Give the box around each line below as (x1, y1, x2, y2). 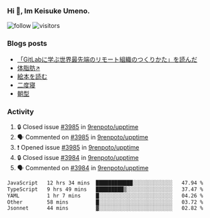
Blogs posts (7, 39, 48, 49)
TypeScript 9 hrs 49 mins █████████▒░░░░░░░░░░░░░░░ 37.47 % (7, 186, 204, 193)
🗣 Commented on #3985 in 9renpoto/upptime (16, 133, 148, 141)
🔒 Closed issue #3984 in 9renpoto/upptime (16, 153, 139, 161)
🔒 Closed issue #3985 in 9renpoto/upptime (16, 122, 139, 131)
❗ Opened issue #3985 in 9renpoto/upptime (16, 143, 140, 151)
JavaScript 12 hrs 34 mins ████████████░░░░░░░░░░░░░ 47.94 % (7, 179, 204, 187)
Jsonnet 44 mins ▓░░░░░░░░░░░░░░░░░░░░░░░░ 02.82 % (7, 205, 204, 212)
